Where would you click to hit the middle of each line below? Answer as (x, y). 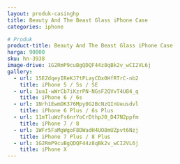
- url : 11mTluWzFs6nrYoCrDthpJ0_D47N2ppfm (76, 117)
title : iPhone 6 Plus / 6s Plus (67, 111)
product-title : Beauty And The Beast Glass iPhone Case (90, 46)
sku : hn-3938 (26, 59)
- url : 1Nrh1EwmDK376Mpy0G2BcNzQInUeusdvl (76, 104)
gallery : (20, 72)
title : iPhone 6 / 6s (51, 98)
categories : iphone (36, 27)
